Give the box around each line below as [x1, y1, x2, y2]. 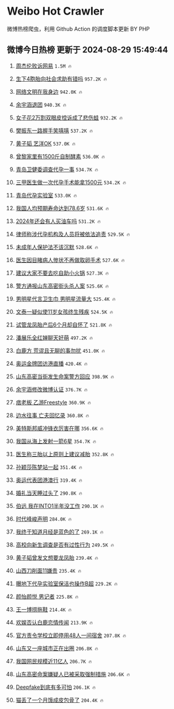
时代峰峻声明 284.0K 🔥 [15, 515, 72, 522]
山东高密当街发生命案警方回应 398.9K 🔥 [15, 373, 115, 380]
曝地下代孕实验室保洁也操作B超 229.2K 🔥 [15, 580, 118, 587]
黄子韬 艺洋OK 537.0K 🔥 [15, 139, 76, 147]
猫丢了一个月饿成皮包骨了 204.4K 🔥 [15, 696, 104, 704]
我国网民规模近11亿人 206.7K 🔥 [15, 657, 92, 665]
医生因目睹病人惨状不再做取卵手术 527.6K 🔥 [15, 256, 125, 263]
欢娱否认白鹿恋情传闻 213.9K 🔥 [15, 618, 93, 626]
